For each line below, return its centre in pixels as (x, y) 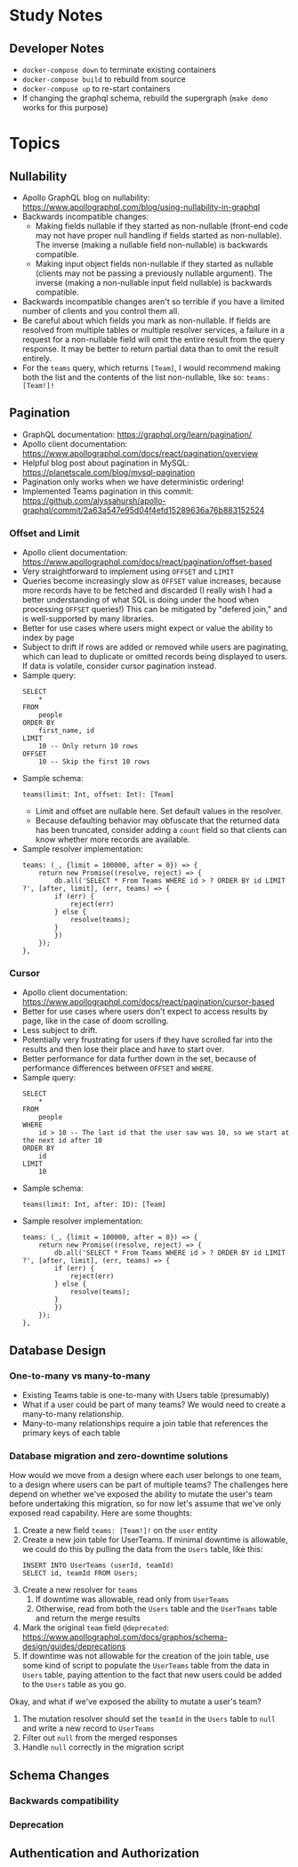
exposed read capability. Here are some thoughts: (101, 1513)
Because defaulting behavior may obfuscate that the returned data (157, 820)
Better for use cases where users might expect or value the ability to (147, 628)
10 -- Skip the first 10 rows (94, 762)
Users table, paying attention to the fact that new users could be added (152, 1675)
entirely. (37, 358)
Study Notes (56, 16)
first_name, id (67, 731)
